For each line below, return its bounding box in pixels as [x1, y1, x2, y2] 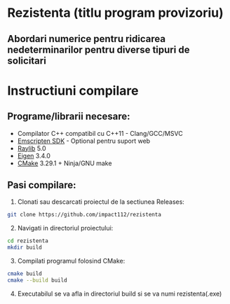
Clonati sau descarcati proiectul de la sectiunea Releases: [17, 198, 184, 206]
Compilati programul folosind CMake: [17, 257, 126, 265]
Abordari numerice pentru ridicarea [7, 33, 166, 45]
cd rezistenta [7, 237, 49, 244]
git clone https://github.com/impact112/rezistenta [7, 212, 161, 219]
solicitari [7, 55, 47, 67]
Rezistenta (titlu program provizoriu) [7, 5, 224, 21]
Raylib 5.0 [17, 144, 47, 152]
